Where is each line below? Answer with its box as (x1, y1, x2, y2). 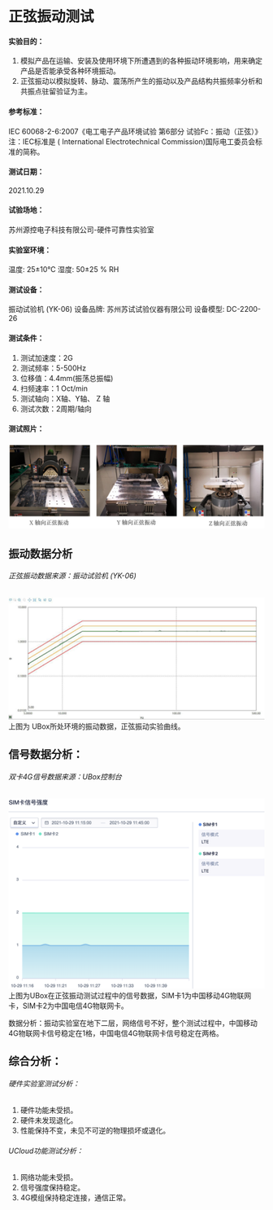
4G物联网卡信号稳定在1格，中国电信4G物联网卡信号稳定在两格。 (8, 1028, 223, 1038)
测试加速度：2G (19, 353, 73, 362)
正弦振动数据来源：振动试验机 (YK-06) (8, 571, 136, 581)
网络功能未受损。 (19, 1173, 78, 1182)
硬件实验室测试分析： (8, 1078, 80, 1088)
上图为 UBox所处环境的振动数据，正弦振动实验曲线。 (8, 721, 185, 731)
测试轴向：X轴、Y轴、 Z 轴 (19, 393, 110, 403)
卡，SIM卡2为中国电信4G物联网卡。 (8, 1001, 128, 1011)
